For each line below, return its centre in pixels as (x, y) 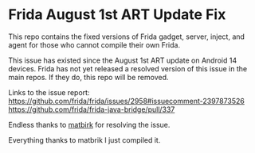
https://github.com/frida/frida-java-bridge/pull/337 (92, 109)
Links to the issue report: (49, 92)
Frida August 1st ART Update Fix (117, 15)
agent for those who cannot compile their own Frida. (94, 44)
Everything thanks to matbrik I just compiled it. (84, 140)
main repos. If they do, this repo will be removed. (88, 77)
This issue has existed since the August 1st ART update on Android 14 (123, 60)
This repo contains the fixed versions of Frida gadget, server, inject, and (127, 36)
